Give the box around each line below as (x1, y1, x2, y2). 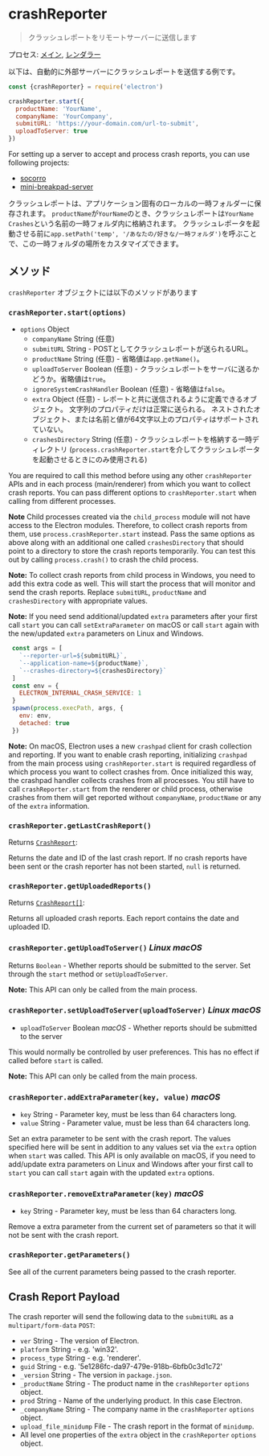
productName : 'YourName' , (15, 105, 103, 113)
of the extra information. (8, 801, 90, 810)
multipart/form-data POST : (8, 1320, 96, 1330)
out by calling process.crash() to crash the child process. (8, 555, 199, 564)
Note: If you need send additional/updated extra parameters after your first (8, 612, 259, 621)
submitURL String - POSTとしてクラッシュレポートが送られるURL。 (31, 344, 253, 354)
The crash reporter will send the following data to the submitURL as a (8, 1311, 234, 1321)
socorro (19, 174, 47, 184)
